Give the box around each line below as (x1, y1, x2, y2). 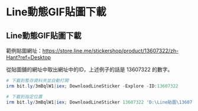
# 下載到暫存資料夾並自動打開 (6, 78, 69, 83)
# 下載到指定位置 (6, 93, 43, 100)
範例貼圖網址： (6, 48, 43, 54)
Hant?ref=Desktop (6, 54, 51, 60)
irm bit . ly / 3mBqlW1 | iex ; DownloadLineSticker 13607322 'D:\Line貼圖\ (6, 99, 179, 105)
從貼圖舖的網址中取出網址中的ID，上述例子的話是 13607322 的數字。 (6, 66, 173, 73)
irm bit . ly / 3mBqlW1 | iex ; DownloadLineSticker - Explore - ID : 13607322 (6, 83, 178, 89)
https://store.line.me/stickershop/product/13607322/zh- (42, 48, 179, 54)
